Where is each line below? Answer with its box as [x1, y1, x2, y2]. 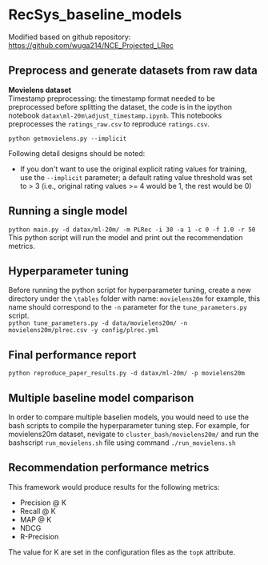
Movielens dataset [8, 85, 72, 94]
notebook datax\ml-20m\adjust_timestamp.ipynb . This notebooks [8, 110, 222, 120]
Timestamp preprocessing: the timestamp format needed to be [8, 94, 216, 103]
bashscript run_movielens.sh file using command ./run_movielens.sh [8, 438, 236, 447]
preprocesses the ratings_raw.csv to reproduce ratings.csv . [8, 118, 210, 129]
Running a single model [8, 204, 128, 218]
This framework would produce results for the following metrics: [8, 482, 220, 491]
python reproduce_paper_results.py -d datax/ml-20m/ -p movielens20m [8, 370, 246, 378]
